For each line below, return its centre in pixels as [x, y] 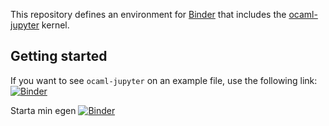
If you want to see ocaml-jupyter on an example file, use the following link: [164, 80]
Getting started [59, 56]
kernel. [55, 25]
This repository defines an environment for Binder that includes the [148, 14]
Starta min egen [43, 110]
